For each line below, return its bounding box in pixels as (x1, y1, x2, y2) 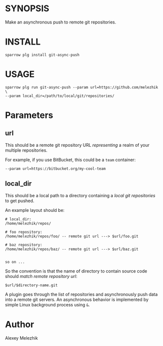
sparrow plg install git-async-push (5, 52, 80, 57)
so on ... (5, 259, 25, 264)
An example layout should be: (5, 207, 65, 213)
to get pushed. (5, 198, 35, 204)
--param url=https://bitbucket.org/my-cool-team (5, 166, 106, 171)
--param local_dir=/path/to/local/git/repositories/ (5, 93, 115, 98)
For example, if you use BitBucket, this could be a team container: (5, 157, 136, 162)
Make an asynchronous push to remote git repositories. (5, 19, 116, 25)
